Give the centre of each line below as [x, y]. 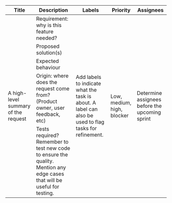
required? [48, 135]
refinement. [90, 135]
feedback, [48, 114]
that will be [49, 180]
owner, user [50, 108]
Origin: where [52, 76]
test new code [53, 148]
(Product [47, 101]
